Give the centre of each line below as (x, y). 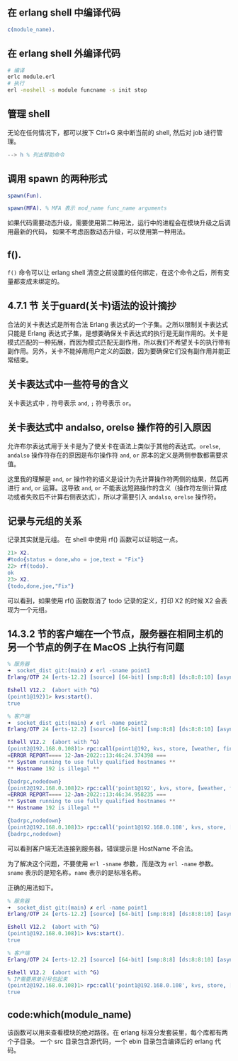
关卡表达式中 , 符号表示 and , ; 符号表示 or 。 (71, 403)
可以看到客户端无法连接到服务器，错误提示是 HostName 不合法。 (102, 849)
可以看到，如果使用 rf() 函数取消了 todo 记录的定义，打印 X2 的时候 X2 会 (114, 600)
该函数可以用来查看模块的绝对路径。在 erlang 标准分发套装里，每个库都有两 (118, 1032)
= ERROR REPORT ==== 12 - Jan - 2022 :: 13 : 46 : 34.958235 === (87, 795)
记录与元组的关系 (45, 521)
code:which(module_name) (70, 1014)
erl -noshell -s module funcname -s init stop (77, 90)
